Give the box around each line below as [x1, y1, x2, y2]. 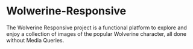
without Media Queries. [6, 36, 65, 44]
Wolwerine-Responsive [6, 4, 127, 18]
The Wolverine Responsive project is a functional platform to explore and [6, 24, 187, 31]
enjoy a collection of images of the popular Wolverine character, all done [6, 30, 187, 37]
